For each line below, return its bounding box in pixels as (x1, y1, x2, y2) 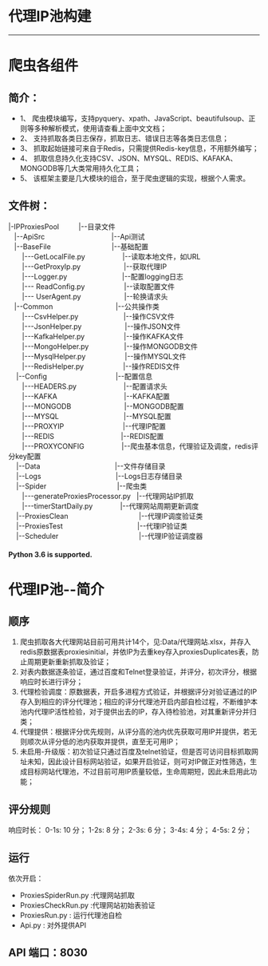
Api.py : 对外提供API (19, 920, 86, 930)
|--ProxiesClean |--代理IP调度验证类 (15, 511, 203, 521)
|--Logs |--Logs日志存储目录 (15, 471, 183, 481)
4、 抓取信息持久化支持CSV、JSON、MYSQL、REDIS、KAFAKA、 (19, 153, 238, 163)
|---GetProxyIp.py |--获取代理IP (22, 261, 167, 271)
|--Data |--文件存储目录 (15, 461, 166, 471)
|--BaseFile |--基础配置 (14, 241, 149, 251)
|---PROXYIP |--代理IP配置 (22, 421, 166, 431)
